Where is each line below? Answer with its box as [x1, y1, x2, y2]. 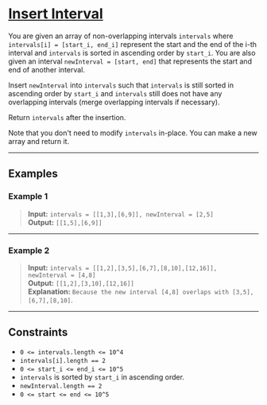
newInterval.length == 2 [19, 382, 103, 390]
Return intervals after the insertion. [8, 112, 126, 122]
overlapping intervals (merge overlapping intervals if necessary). [8, 97, 220, 107]
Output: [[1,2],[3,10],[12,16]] [27, 278, 135, 287]
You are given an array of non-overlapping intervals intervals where [8, 31, 234, 41]
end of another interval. [8, 64, 86, 74]
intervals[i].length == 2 [19, 356, 106, 364]
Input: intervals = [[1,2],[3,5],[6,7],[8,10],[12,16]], [27, 263, 218, 272]
